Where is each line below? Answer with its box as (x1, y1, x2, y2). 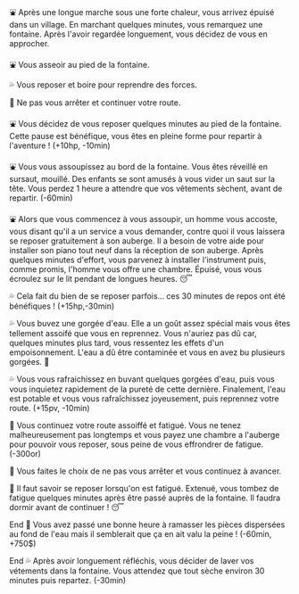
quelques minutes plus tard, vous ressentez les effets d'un (9, 338, 225, 348)
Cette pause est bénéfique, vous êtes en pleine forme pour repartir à (9, 131, 262, 141)
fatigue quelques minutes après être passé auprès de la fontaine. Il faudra (9, 492, 281, 503)
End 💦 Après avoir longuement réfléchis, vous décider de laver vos (9, 556, 254, 565)
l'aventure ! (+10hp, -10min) (9, 140, 111, 151)
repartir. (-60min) (9, 193, 73, 203)
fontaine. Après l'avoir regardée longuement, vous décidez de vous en (9, 29, 268, 39)
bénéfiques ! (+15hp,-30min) (9, 301, 115, 311)
